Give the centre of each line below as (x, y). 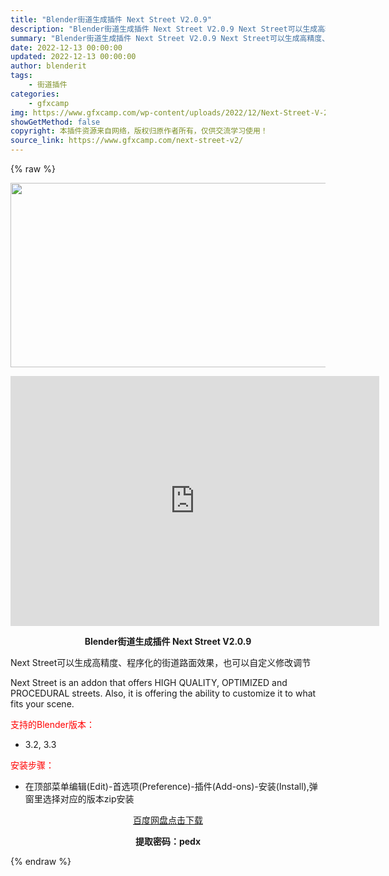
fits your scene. (42, 704)
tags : (21, 76)
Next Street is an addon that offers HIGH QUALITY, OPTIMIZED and (149, 682)
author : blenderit (48, 66)
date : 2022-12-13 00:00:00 (66, 47)
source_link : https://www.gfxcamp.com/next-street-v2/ (127, 141)
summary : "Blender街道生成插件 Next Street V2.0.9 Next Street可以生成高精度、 (170, 38)
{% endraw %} (41, 861)
